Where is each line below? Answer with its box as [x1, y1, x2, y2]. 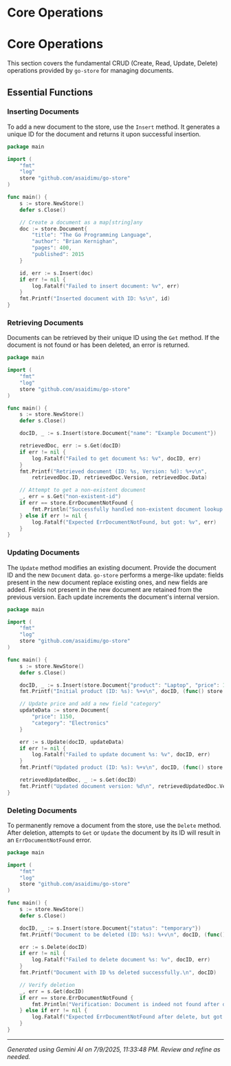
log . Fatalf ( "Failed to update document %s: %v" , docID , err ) [32, 751, 211, 758]
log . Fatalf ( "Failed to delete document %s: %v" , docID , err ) [32, 957, 211, 963]
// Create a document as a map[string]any [19, 219, 143, 226]
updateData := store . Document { [19, 707, 109, 714]
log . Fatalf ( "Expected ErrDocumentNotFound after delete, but [32, 1014, 211, 1021]
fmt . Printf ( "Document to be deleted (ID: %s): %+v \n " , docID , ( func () [19, 931, 226, 938]
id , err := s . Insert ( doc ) [19, 270, 94, 277]
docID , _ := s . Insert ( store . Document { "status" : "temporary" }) [19, 924, 201, 932]
